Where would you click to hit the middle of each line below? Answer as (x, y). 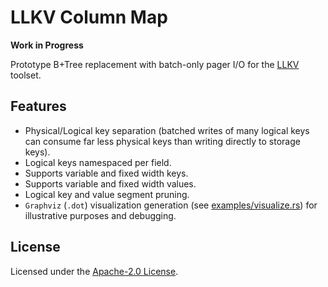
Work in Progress (47, 45)
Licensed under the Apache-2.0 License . (94, 271)
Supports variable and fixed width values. (110, 183)
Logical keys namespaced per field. (98, 162)
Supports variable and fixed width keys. (106, 173)
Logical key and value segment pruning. (107, 194)
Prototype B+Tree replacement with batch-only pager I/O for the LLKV (155, 64)
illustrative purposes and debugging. (100, 215)
